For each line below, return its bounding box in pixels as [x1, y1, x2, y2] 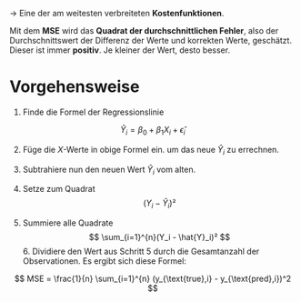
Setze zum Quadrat [22, 184, 95, 195]
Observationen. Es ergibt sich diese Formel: [22, 256, 186, 267]
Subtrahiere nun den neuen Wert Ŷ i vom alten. [22, 164, 196, 176]
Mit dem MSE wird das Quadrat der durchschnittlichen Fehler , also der [9, 25, 279, 35]
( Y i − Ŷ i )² [143, 197, 176, 211]
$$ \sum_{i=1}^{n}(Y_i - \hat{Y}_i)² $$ [88, 232, 230, 243]
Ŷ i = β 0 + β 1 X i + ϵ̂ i [120, 124, 186, 137]
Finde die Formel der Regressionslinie [22, 106, 165, 117]
